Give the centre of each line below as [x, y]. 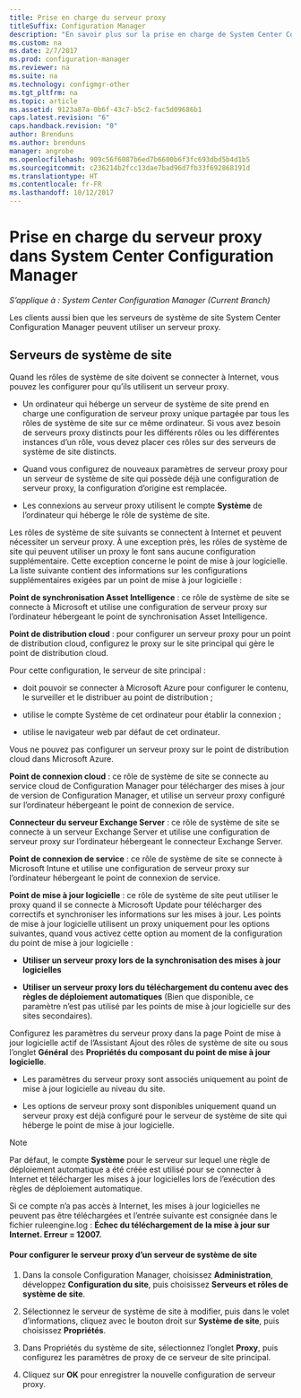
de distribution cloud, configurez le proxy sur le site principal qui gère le [142, 643]
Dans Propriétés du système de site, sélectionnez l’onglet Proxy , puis [150, 1348]
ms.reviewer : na [39, 68]
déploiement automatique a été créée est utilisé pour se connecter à [135, 1169]
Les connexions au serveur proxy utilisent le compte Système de [142, 505]
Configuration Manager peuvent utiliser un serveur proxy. [115, 327]
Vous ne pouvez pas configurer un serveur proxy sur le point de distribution [149, 749]
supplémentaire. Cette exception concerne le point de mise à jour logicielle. [149, 561]
